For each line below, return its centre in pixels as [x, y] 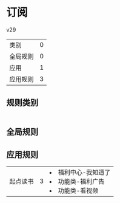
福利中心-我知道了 [84, 172]
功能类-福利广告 [81, 181]
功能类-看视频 [78, 190]
